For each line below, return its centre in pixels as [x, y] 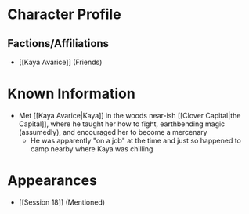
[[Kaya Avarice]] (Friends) [60, 62]
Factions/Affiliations [58, 44]
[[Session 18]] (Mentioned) [62, 202]
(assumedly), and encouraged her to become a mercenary [113, 132]
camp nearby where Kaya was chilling [92, 149]
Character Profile [65, 15]
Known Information [72, 94]
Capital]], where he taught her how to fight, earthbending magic [122, 124]
